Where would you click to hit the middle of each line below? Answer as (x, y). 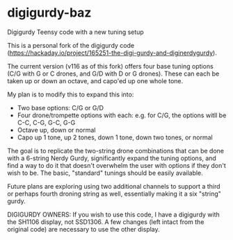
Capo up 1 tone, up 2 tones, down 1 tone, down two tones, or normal (115, 137)
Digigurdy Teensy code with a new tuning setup (75, 32)
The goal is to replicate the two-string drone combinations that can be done (116, 151)
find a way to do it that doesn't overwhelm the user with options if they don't (116, 165)
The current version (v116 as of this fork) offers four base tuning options (110, 66)
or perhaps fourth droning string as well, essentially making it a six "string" (114, 194)
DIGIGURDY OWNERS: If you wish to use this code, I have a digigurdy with (114, 214)
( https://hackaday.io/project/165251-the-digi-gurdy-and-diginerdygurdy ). (112, 53)
